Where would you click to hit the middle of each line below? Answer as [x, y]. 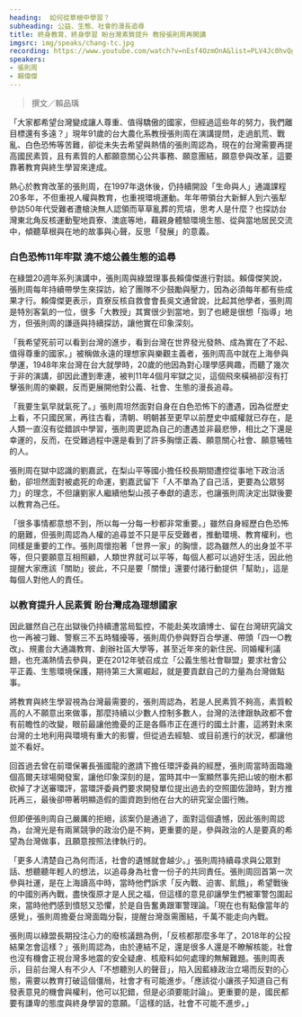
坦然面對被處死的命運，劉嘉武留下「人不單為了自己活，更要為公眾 [155, 481]
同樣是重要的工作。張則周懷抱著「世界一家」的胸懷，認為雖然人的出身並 [143, 546]
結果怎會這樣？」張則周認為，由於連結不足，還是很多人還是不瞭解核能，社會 [151, 947]
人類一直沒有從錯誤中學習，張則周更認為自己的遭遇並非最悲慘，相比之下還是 [151, 429]
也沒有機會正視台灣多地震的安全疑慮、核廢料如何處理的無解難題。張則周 [143, 958]
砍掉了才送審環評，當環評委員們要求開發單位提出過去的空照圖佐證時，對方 [147, 788]
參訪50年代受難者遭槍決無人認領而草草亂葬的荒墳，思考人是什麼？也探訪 [144, 209]
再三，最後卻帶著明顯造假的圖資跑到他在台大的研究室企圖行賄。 [135, 800]
